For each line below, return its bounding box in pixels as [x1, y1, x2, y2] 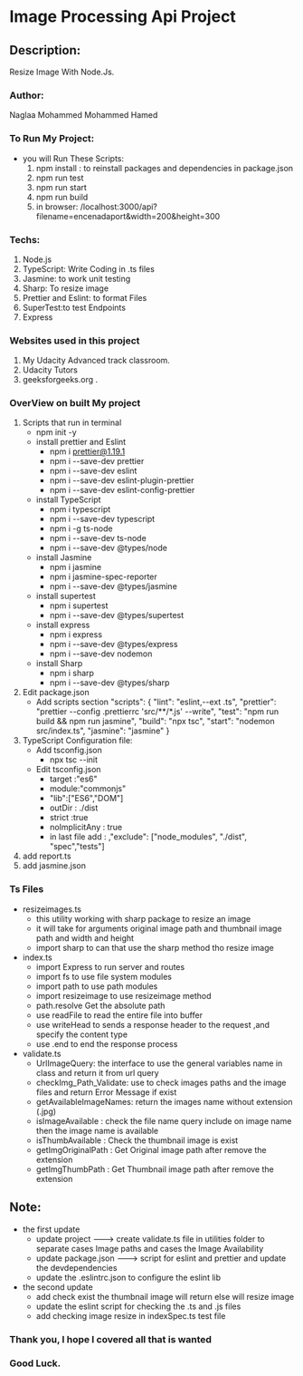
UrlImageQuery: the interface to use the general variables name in [35, 1058, 283, 1069]
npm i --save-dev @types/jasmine [49, 581, 178, 592]
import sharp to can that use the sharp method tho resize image [35, 942, 274, 953]
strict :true [49, 812, 89, 823]
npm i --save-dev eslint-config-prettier [49, 485, 195, 496]
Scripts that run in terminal [22, 417, 122, 428]
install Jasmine [35, 552, 92, 563]
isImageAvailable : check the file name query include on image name [35, 1115, 292, 1126]
